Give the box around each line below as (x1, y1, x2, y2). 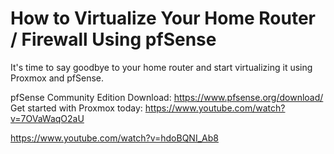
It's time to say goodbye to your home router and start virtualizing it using (10, 61, 313, 73)
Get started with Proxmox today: (10, 102, 143, 114)
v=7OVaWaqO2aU (10, 112, 85, 124)
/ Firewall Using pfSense (10, 28, 217, 51)
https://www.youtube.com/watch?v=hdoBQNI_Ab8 (10, 132, 219, 144)
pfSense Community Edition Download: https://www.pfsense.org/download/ (10, 91, 324, 103)
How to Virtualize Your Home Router (10, 7, 316, 30)
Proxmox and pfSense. (10, 72, 105, 84)
